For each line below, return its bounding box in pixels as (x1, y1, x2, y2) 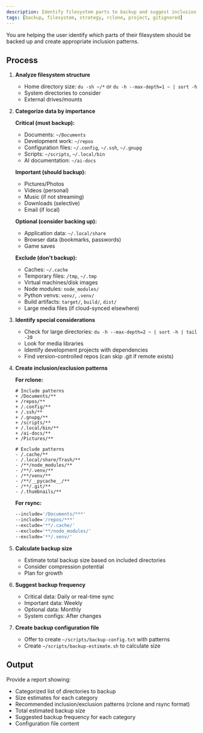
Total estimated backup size (15, 707, 86, 714)
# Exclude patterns (15, 446, 65, 452)
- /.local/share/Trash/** (15, 457, 81, 463)
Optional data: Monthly (24, 606, 82, 613)
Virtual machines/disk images (24, 279, 98, 286)
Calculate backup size (15, 544, 73, 552)
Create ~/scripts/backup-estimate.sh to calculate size (24, 642, 161, 649)
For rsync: (15, 500, 42, 507)
